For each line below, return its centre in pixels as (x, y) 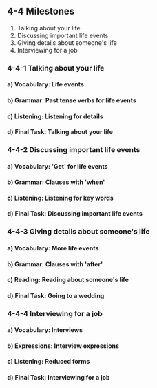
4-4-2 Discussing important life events (74, 150)
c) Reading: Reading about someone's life (68, 280)
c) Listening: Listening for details (55, 116)
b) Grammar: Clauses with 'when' (56, 182)
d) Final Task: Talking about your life (60, 132)
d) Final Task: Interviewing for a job (59, 377)
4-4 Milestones (41, 11)
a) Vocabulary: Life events (45, 84)
